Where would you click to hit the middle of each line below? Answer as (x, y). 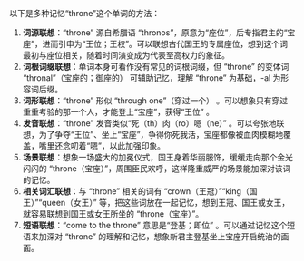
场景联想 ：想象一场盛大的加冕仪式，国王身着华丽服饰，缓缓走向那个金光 (157, 157)
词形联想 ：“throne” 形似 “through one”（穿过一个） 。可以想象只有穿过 (155, 101)
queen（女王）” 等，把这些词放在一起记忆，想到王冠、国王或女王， (166, 203)
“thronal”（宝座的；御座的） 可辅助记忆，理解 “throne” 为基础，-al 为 (152, 78)
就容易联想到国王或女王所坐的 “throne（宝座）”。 (113, 214)
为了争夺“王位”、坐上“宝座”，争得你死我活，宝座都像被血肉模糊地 (161, 135)
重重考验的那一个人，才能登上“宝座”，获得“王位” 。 (118, 112)
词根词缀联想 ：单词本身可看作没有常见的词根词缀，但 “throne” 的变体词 (156, 67)
